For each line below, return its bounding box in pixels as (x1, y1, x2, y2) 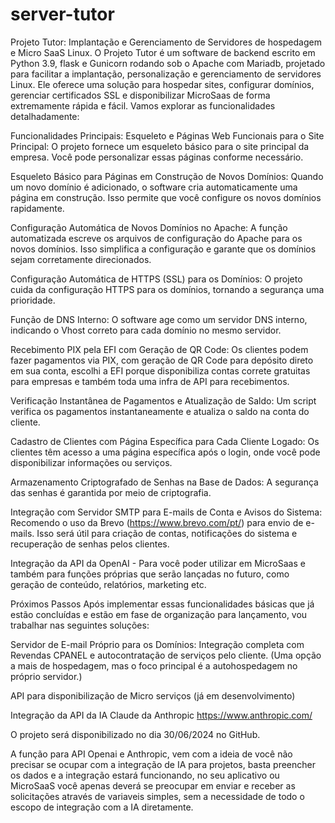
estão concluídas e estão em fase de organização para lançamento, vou (10, 608, 308, 620)
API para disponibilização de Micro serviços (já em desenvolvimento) (10, 689, 296, 702)
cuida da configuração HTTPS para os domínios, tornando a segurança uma (10, 283, 325, 295)
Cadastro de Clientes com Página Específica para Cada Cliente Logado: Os (10, 435, 320, 447)
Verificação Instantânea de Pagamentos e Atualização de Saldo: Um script (10, 394, 317, 407)
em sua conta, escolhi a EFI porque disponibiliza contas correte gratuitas (10, 364, 311, 377)
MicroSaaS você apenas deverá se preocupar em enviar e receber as (10, 779, 296, 792)
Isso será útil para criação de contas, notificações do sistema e (36, 527, 298, 539)
